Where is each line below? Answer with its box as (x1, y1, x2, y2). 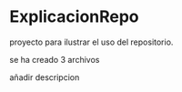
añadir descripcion (9, 71, 80, 83)
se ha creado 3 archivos (9, 54, 100, 65)
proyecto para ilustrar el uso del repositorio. (9, 36, 174, 47)
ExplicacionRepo (9, 6, 139, 27)
